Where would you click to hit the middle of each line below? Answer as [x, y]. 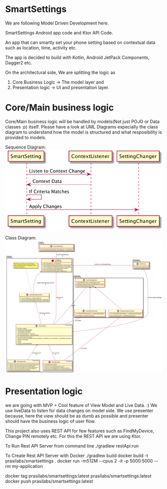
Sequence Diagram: [25, 147]
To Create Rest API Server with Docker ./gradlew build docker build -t [77, 455]
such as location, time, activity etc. [41, 47]
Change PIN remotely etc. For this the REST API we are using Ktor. [73, 436]
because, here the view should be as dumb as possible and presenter [77, 416]
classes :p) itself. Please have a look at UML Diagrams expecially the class [82, 126]
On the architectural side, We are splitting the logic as [60, 72]
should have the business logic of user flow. [50, 421]
